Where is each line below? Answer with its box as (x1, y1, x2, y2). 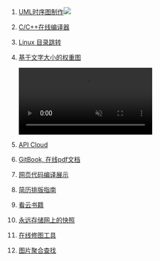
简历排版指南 (18, 185, 56, 194)
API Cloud (18, 140, 48, 149)
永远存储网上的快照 (18, 216, 75, 224)
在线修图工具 (18, 231, 56, 239)
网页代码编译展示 (18, 170, 69, 178)
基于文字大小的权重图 (18, 53, 81, 61)
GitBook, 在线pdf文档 (18, 155, 81, 163)
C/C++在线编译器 (18, 23, 70, 31)
